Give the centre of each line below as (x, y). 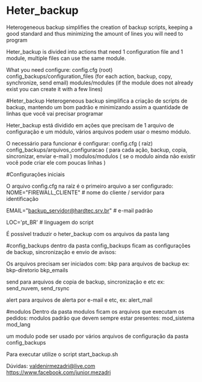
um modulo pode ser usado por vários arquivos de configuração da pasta (97, 336)
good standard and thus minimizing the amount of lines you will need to (95, 33)
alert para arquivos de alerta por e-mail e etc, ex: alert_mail (79, 300)
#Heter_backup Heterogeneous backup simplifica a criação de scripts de (97, 101)
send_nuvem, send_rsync (38, 288)
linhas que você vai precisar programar (55, 113)
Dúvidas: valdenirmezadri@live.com (51, 366)
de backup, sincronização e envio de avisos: (61, 252)
